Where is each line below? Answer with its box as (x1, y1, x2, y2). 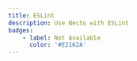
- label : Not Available (22, 33, 101, 42)
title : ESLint (8, 11, 55, 20)
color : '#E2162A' (29, 41, 87, 49)
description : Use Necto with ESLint (8, 19, 129, 27)
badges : (8, 26, 34, 34)
